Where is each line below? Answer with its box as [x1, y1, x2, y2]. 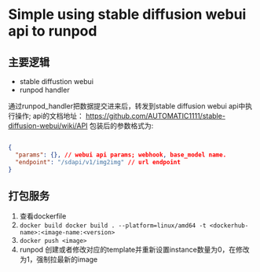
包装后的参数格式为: [89, 121, 154, 130]
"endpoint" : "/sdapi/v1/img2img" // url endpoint [15, 158, 181, 166]
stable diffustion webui [19, 77, 94, 86]
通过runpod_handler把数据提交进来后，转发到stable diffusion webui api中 [8, 101, 246, 111]
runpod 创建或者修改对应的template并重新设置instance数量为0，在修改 [19, 245, 250, 255]
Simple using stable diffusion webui [8, 6, 247, 24]
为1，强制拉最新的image [19, 255, 98, 264]
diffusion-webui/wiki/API [8, 121, 88, 130]
